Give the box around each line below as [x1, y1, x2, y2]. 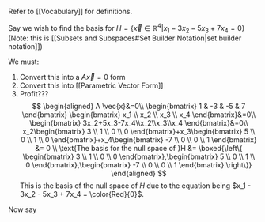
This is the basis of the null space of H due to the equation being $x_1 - [19, 181, 252, 190]
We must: [8, 57, 40, 66]
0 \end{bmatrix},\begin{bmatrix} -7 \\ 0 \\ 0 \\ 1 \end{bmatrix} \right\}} [25, 160, 252, 170]
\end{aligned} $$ [110, 169, 167, 179]
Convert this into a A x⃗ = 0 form [19, 73, 126, 82]
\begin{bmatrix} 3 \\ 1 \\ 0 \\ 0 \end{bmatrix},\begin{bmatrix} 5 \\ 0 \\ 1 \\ [22, 152, 256, 161]
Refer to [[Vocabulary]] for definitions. [8, 7, 133, 16]
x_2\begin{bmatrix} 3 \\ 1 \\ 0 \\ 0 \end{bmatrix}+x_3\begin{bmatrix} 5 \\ [22, 126, 256, 137]
